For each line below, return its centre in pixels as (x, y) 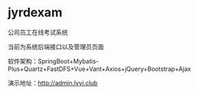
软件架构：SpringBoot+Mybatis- (53, 61)
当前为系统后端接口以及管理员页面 (56, 46)
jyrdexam (35, 13)
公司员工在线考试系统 (38, 32)
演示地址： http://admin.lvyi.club (53, 82)
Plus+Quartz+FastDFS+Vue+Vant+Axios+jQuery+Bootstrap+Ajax (99, 69)
